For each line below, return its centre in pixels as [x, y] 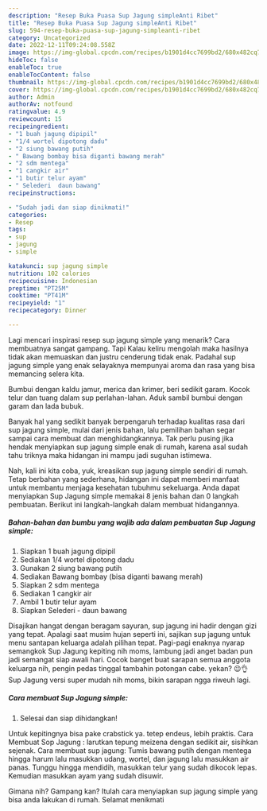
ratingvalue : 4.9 [37, 112]
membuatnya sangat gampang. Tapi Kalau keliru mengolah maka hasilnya [128, 348]
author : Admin [32, 97]
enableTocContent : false [49, 75]
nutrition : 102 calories [49, 274]
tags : [17, 230]
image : [19, 52]
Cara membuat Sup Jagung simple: [68, 698]
